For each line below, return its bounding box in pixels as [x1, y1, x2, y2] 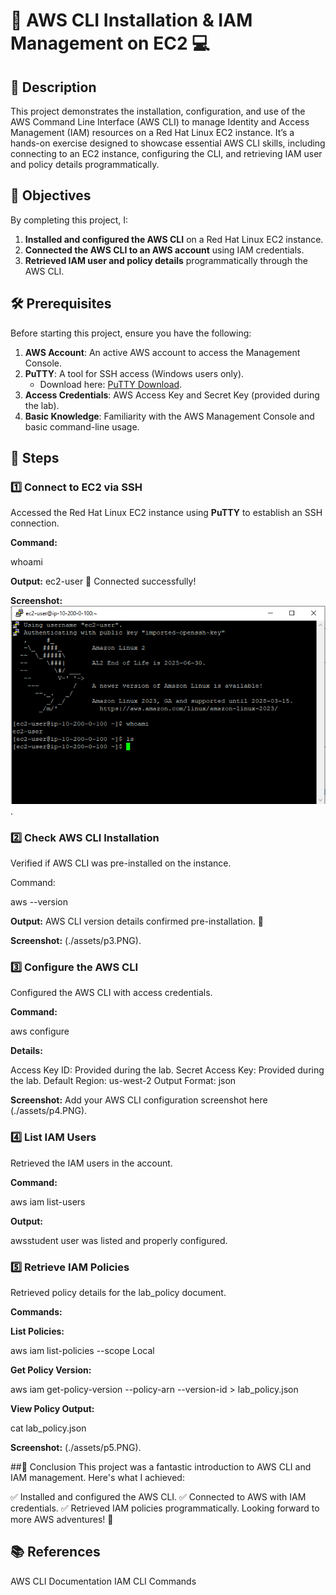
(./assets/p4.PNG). [10, 1105, 88, 1117]
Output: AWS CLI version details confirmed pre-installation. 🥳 [10, 915, 264, 928]
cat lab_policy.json [10, 1422, 87, 1434]
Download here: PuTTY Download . [39, 378, 183, 390]
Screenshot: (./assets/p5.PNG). [10, 1442, 142, 1454]
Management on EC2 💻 [10, 32, 210, 55]
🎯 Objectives [10, 187, 92, 204]
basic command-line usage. [24, 420, 140, 433]
